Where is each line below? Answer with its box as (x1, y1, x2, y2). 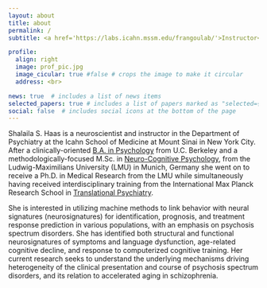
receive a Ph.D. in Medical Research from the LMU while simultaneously (8, 171, 244, 181)
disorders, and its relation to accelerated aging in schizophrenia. (8, 271, 219, 281)
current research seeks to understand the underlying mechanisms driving (8, 254, 250, 263)
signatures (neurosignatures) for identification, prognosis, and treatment (8, 212, 245, 221)
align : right (15, 56, 59, 64)
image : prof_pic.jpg (15, 63, 83, 72)
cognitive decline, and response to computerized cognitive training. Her (8, 246, 243, 255)
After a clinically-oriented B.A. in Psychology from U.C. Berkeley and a (8, 146, 238, 155)
